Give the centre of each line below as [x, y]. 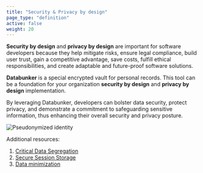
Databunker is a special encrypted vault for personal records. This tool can [101, 78]
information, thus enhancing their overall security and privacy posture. [94, 116]
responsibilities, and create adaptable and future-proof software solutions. [100, 66]
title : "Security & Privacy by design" [57, 12]
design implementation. [36, 91]
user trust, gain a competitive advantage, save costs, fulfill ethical [89, 59]
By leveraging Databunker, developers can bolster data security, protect [97, 103]
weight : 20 [20, 29]
